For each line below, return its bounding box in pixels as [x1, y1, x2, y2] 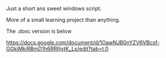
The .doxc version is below [6, 28, 72, 35]
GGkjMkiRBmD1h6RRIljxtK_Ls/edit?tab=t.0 [6, 45, 108, 52]
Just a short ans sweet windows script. [6, 5, 102, 12]
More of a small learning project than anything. [6, 16, 120, 23]
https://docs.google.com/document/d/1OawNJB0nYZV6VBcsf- [6, 39, 160, 46]
